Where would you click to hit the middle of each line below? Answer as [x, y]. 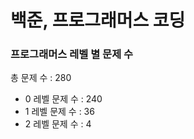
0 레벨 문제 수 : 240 [63, 99]
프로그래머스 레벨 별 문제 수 [72, 54]
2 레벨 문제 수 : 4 [58, 124]
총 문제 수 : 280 [41, 78]
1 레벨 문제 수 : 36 [59, 112]
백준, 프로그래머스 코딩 [98, 20]
